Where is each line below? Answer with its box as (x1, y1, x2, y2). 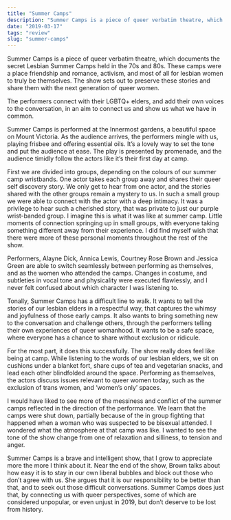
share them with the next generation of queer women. (7, 84, 160, 92)
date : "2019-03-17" (7, 23, 63, 30)
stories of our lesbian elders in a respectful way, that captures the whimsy (7, 304, 217, 313)
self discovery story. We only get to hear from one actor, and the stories (7, 183, 211, 191)
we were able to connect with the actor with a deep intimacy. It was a (7, 197, 203, 205)
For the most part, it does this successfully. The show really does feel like (7, 347, 215, 355)
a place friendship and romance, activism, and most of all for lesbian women (7, 70, 223, 78)
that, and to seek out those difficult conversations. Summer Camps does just (7, 483, 224, 492)
